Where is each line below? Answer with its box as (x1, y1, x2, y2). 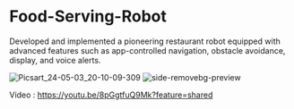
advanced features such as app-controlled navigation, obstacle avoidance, (9, 45, 286, 55)
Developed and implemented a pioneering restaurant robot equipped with (9, 36, 281, 46)
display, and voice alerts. (9, 54, 101, 65)
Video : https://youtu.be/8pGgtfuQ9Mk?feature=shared (9, 89, 213, 100)
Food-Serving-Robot (9, 6, 168, 27)
